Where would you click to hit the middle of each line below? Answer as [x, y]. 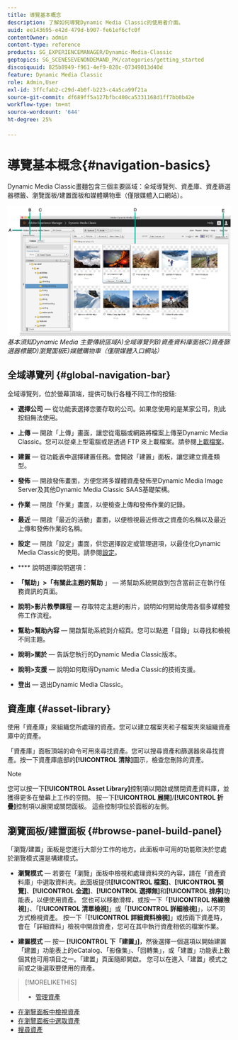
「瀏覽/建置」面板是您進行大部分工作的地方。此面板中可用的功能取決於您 [114, 849]
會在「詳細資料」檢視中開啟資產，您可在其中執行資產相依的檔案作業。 [120, 927]
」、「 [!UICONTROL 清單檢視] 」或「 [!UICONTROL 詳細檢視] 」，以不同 [126, 909]
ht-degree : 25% [30, 120]
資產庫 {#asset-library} [59, 709]
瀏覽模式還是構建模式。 [47, 859]
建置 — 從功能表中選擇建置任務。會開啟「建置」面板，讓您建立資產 [115, 457]
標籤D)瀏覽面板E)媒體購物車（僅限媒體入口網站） [91, 350]
